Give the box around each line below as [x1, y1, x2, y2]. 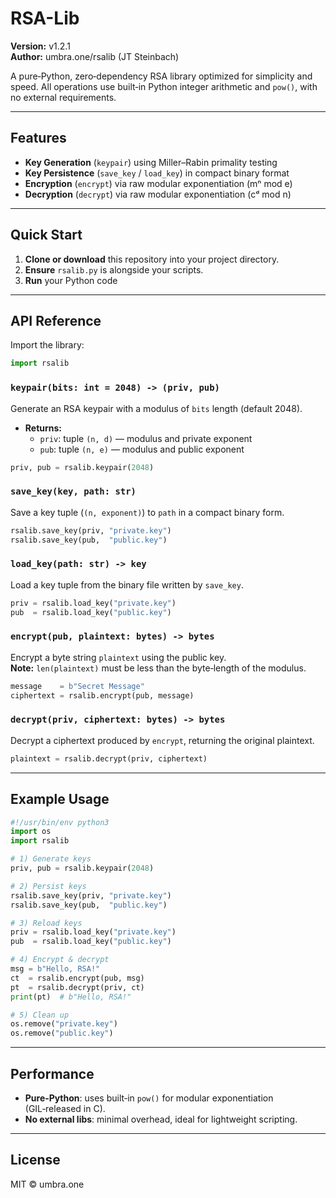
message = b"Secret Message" [10, 681, 145, 691]
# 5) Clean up [10, 1010, 70, 1020]
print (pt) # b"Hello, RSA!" [10, 992, 132, 1002]
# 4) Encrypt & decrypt [10, 955, 110, 965]
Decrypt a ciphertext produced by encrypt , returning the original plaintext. [10, 734, 315, 746]
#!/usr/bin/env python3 [10, 817, 110, 827]
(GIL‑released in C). [24, 1102, 106, 1114]
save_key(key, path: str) [10, 486, 137, 497]
